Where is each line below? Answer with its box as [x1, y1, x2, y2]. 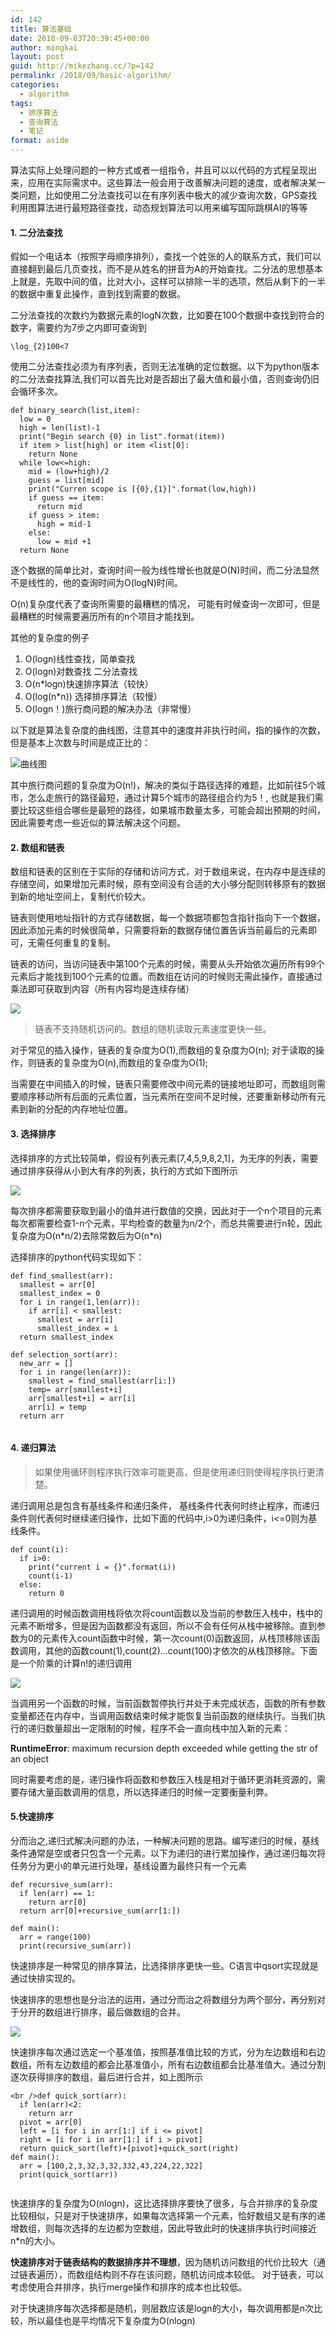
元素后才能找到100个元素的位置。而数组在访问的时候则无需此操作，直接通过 [10, 971, 323, 983]
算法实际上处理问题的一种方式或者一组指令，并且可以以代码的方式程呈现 [10, 164, 308, 176]
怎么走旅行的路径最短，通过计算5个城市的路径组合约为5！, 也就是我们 [27, 792, 315, 804]
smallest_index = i [36, 1323, 118, 1333]
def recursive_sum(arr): [10, 1880, 114, 1890]
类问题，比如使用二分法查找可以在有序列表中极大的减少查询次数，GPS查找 [10, 189, 318, 201]
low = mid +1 [36, 537, 92, 547]
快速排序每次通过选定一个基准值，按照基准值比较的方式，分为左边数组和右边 [10, 2046, 326, 2058]
